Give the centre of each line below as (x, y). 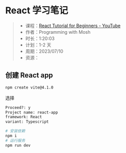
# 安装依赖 (15, 131)
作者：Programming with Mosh (58, 32)
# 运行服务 (15, 140)
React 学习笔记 (37, 10)
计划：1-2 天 (38, 45)
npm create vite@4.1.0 (29, 88)
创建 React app (29, 75)
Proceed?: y (18, 107)
